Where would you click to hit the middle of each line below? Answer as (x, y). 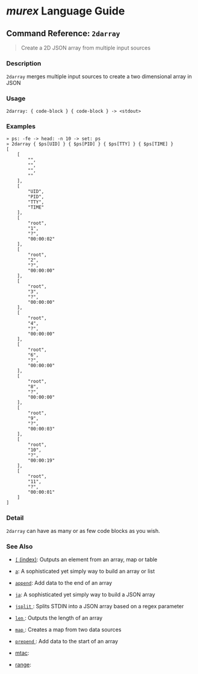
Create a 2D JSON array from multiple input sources (86, 48)
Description (24, 63)
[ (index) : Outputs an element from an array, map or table (86, 559)
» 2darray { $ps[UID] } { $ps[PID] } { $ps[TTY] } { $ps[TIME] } (90, 144)
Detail (15, 518)
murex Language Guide (66, 11)
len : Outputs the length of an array (59, 618)
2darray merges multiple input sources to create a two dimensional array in (99, 77)
